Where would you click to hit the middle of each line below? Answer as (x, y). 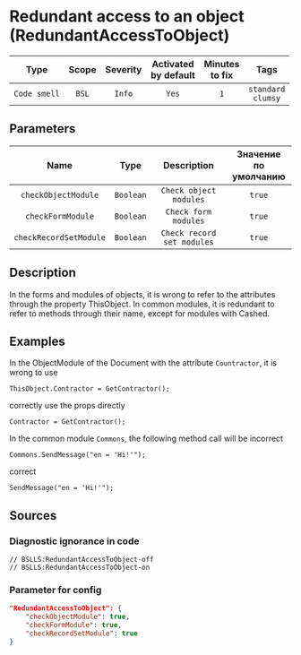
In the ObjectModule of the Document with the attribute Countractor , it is (143, 363)
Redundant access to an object (127, 17)
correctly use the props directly (67, 406)
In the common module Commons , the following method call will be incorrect (146, 439)
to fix (222, 75)
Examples (37, 341)
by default (173, 75)
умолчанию (259, 177)
